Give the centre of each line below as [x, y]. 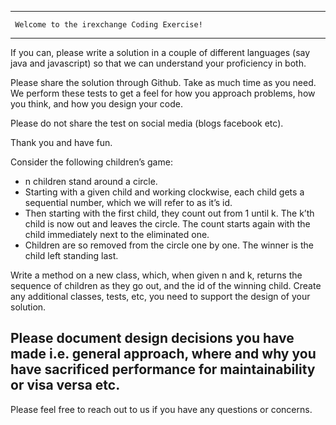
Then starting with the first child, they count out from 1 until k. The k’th [169, 213]
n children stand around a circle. [91, 181]
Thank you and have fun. [61, 142]
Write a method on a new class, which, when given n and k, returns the [156, 275]
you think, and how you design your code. [96, 104]
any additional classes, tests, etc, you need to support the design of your [160, 296]
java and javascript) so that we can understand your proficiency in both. [158, 63]
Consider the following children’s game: [91, 162]
